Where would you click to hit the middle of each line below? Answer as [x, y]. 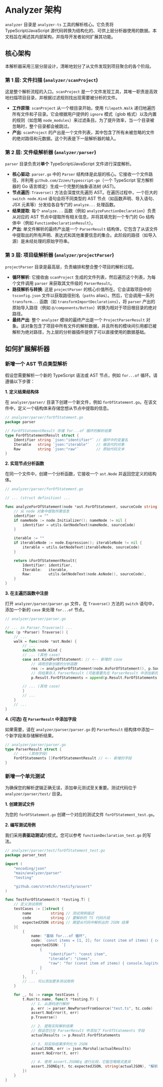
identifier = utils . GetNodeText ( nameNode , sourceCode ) [79, 525]
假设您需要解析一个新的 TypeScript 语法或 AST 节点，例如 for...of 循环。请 [81, 376]
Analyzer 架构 [33, 10]
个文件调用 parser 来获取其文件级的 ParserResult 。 [63, 283]
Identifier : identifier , [48, 565]
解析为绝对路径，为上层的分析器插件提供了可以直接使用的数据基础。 [80, 332]
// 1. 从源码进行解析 [50, 1004]
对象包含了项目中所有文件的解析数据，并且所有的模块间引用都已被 [91, 326]
